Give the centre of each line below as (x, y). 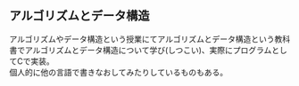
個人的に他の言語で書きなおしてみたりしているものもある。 (119, 72)
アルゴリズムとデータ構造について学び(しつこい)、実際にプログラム (148, 50)
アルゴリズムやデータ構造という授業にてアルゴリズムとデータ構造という (142, 39)
